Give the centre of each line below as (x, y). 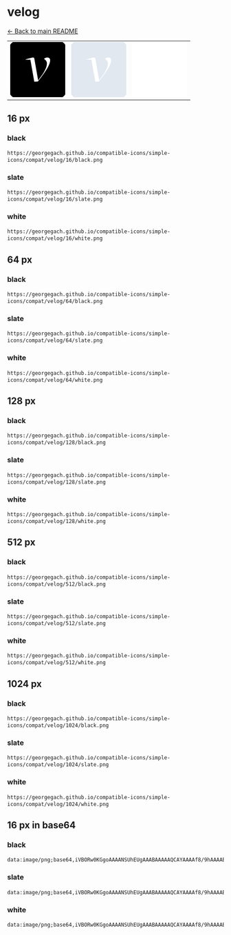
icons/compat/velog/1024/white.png (58, 804)
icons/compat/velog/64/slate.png (55, 341)
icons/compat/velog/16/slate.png (55, 199)
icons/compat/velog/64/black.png (55, 301)
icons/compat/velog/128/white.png (57, 522)
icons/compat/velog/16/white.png (55, 238)
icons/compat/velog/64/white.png (55, 380)
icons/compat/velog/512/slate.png (57, 624)
